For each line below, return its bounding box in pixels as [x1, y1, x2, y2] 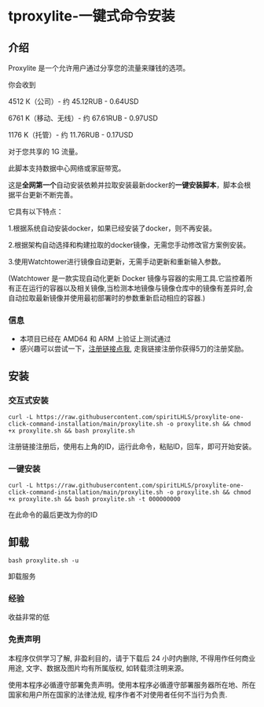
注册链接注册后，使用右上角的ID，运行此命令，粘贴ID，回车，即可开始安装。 [8, 441, 256, 451]
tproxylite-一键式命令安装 [8, 7, 175, 25]
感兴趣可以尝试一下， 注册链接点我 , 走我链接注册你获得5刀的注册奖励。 [19, 344, 249, 354]
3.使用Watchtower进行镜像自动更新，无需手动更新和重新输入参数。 [8, 257, 225, 266]
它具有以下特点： [8, 207, 64, 216]
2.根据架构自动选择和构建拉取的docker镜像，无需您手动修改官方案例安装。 [8, 241, 251, 249]
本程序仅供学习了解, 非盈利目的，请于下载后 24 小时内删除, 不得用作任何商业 [8, 654, 256, 663]
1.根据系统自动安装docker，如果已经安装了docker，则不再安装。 [8, 223, 217, 233]
